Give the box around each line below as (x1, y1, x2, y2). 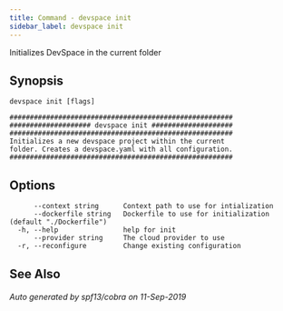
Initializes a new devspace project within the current (9, 137, 225, 146)
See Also (9, 266, 61, 282)
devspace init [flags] (9, 97, 95, 106)
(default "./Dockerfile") (9, 217, 107, 227)
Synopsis (9, 73, 63, 88)
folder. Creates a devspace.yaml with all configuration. (9, 145, 233, 155)
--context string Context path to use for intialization (33, 202, 274, 211)
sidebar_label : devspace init (9, 22, 124, 31)
